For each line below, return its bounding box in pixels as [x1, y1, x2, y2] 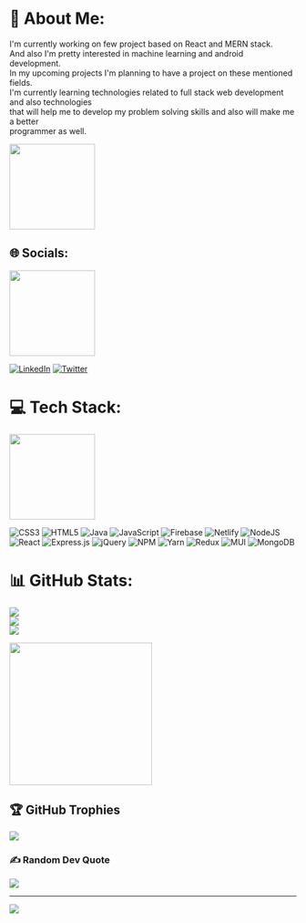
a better [9, 116, 39, 127]
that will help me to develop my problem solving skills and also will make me [9, 106, 295, 117]
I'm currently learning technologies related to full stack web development [9, 87, 284, 98]
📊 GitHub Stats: [9, 570, 134, 591]
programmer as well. [9, 125, 87, 136]
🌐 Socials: [9, 245, 69, 261]
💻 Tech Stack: [9, 397, 122, 418]
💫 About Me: [9, 8, 106, 29]
